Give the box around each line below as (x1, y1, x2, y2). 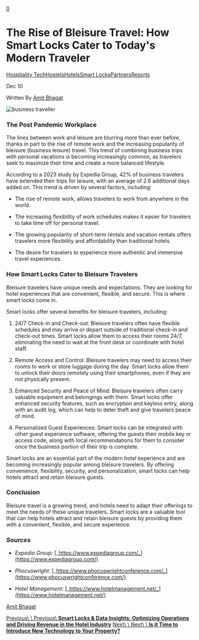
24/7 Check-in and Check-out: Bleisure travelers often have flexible (14, 319, 180, 327)
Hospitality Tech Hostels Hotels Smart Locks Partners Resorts (6, 71, 150, 78)
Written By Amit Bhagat (6, 94, 64, 101)
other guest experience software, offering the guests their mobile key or (14, 430, 191, 437)
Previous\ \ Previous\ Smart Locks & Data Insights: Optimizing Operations (6, 614, 189, 622)
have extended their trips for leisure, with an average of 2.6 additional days (6, 177, 190, 184)
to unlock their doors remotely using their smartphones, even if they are (14, 369, 191, 376)
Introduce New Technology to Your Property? (6, 627, 121, 635)
